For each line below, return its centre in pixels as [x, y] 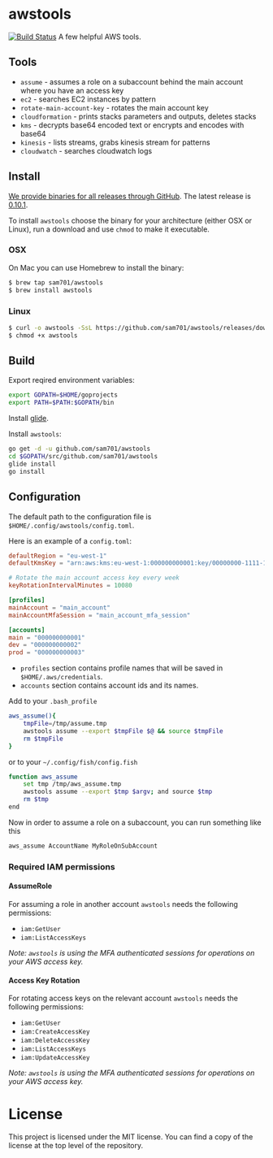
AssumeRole [30, 886]
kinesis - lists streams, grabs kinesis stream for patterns [115, 142]
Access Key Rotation [44, 980]
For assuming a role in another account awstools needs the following [123, 904]
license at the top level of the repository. [76, 1146]
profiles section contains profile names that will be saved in [121, 668]
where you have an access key [72, 90]
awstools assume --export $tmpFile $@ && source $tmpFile [123, 731]
